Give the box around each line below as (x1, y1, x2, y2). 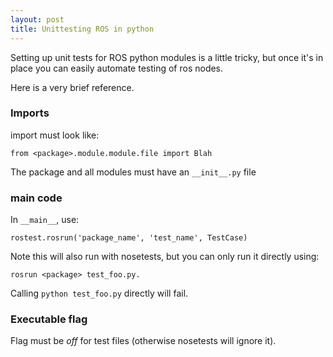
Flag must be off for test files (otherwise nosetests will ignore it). (10, 335, 277, 347)
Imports (10, 106, 50, 120)
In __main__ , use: (10, 214, 80, 226)
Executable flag (10, 312, 88, 326)
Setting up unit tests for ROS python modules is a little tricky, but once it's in (10, 51, 324, 63)
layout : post (10, 14, 65, 25)
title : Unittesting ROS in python (10, 24, 155, 34)
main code (10, 191, 63, 205)
